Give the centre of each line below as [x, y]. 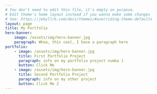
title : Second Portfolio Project [53, 75]
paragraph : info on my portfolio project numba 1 [71, 61]
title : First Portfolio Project [52, 56]
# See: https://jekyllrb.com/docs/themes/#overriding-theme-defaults [79, 19]
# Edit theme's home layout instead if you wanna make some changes [78, 14]
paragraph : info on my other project [58, 79]
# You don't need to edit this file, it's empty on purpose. [70, 10]
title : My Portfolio [27, 28]
